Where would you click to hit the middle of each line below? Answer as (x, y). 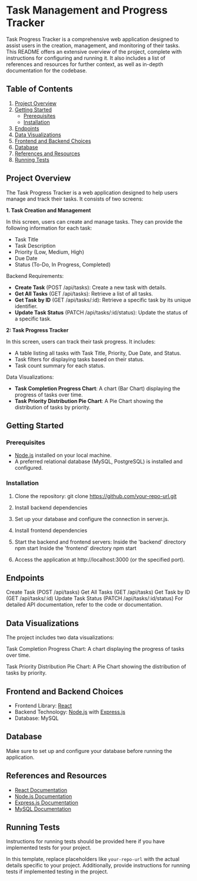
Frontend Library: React (43, 705)
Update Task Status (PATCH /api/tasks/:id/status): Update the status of (101, 312)
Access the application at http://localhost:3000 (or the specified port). (100, 559)
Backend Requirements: (35, 276)
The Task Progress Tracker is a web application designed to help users (92, 192)
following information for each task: (49, 228)
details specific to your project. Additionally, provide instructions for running (98, 866)
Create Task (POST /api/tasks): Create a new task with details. (90, 287)
